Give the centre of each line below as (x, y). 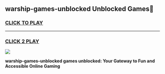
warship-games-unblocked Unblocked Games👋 (79, 9)
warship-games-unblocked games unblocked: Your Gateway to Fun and (80, 61)
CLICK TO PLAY (24, 23)
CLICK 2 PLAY (22, 41)
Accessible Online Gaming (33, 66)
